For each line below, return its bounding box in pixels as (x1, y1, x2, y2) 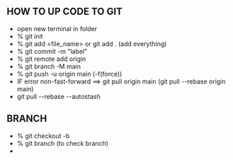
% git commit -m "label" (16, 47, 88, 55)
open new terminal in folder (16, 24, 98, 33)
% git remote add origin (16, 55, 86, 63)
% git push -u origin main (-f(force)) (16, 69, 123, 78)
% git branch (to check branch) (16, 139, 109, 147)
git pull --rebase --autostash (16, 92, 101, 101)
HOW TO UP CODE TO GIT (6, 6, 123, 18)
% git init (16, 32, 43, 40)
